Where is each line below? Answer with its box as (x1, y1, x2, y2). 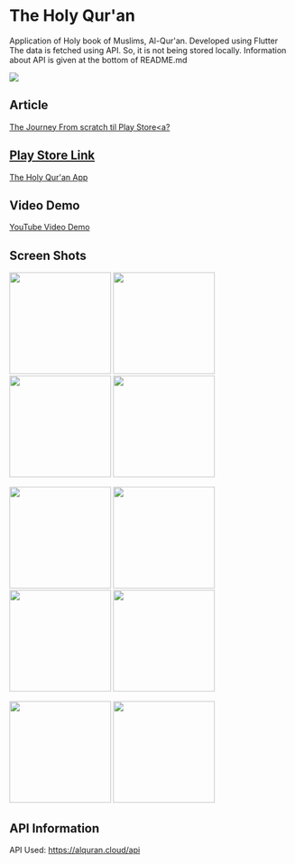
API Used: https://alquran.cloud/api (9, 845, 141, 855)
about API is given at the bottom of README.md (9, 54, 188, 65)
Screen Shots (9, 247, 88, 263)
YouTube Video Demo (9, 222, 90, 233)
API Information (9, 821, 100, 836)
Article (9, 98, 49, 113)
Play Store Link (9, 148, 96, 163)
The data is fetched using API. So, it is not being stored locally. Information (9, 44, 287, 55)
